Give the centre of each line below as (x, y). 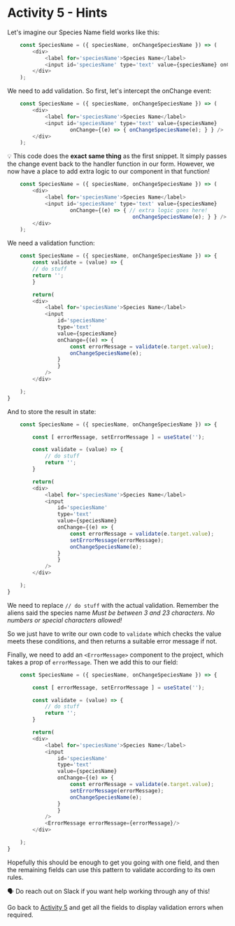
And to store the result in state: (52, 411)
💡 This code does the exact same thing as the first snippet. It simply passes (117, 156)
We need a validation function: (51, 243)
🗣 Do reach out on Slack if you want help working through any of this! (108, 891)
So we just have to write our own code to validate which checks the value (114, 634)
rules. (15, 877)
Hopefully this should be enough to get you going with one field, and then (113, 862)
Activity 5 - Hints (57, 13)
